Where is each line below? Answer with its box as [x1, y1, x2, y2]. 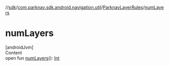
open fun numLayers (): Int [5, 55, 60, 61]
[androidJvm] [5, 44, 34, 50]
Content [5, 49, 22, 55]
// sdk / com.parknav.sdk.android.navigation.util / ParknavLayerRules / [5, 5, 145, 10]
